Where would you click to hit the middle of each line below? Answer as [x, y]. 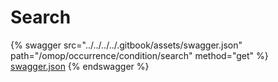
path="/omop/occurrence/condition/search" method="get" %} [139, 55]
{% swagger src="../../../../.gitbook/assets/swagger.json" [126, 45]
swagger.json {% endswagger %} [80, 66]
